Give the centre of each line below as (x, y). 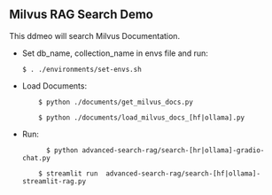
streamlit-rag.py (54, 181)
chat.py (36, 158)
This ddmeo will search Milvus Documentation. (94, 35)
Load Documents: (54, 86)
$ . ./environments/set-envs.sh (82, 69)
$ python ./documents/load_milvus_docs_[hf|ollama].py (142, 117)
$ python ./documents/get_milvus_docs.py (116, 102)
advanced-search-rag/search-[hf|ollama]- (183, 173)
